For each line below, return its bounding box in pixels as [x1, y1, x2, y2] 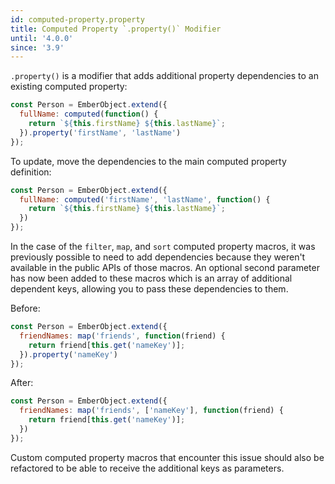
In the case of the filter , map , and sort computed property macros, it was [10, 241, 316, 252]
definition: [10, 166, 52, 178]
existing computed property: [10, 81, 128, 93]
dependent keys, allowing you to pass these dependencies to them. [10, 283, 289, 295]
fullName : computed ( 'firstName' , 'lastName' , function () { [19, 194, 271, 205]
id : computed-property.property [10, 14, 145, 25]
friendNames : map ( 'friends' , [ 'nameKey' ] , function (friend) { [19, 406, 284, 416]
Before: [10, 302, 41, 314]
